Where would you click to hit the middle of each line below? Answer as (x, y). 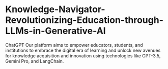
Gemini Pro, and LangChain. (35, 61)
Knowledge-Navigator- (55, 9)
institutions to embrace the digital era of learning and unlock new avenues (83, 50)
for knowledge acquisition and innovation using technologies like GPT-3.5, (83, 56)
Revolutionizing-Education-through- (85, 20)
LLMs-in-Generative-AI (55, 31)
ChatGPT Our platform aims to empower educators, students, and (74, 45)
